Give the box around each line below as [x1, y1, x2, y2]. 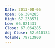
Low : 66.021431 [5, 21, 37, 26]
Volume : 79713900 [5, 35, 41, 40]
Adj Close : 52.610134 [5, 30, 50, 35]
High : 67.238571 [5, 16, 39, 21]
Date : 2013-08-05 [5, 7, 41, 12]
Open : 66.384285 [5, 12, 39, 17]
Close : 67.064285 [5, 26, 41, 31]
